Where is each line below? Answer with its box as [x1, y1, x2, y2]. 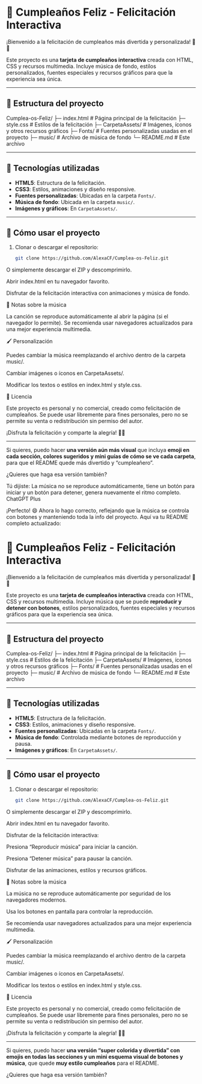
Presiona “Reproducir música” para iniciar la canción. [6, 843, 138, 850]
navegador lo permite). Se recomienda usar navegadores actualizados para [6, 319, 193, 327]
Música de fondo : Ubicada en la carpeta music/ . [14, 198, 135, 205]
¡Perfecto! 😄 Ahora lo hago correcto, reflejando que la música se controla [6, 507, 189, 514]
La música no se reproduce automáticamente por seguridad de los [6, 890, 171, 897]
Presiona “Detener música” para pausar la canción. [6, 855, 133, 862]
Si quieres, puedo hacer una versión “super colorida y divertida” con [6, 1047, 180, 1054]
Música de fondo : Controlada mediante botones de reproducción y [14, 734, 182, 741]
